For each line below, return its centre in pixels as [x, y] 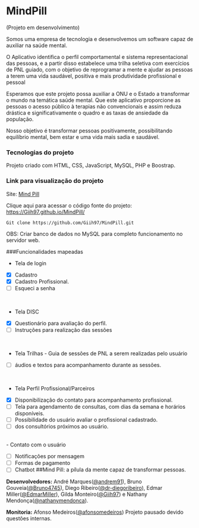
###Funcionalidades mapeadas [45, 251]
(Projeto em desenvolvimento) [43, 27]
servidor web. [23, 240]
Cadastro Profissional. [42, 281]
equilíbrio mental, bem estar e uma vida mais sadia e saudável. [83, 137]
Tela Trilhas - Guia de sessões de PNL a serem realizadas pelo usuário [101, 353]
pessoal [16, 82]
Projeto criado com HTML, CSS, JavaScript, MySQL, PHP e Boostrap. [91, 166]
